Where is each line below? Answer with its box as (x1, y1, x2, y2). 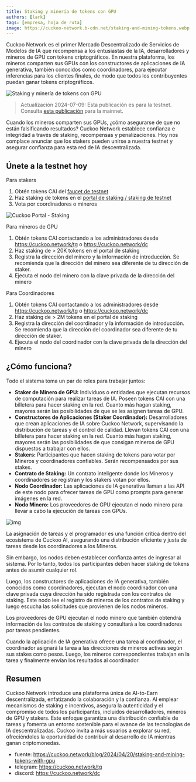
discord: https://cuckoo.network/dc (14, 769, 101, 776)
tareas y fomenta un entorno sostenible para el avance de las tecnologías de (6, 720, 191, 727)
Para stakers (6, 177, 36, 184)
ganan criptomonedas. (6, 739, 60, 746)
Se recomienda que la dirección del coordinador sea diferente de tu (14, 326, 178, 333)
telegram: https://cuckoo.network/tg (14, 763, 102, 770)
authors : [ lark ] (6, 14, 46, 20)
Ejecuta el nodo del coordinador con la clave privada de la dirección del (14, 338, 187, 345)
